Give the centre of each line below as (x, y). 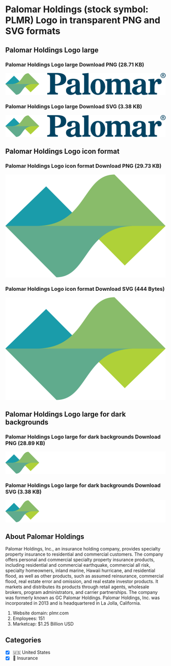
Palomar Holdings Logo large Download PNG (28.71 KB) (75, 64)
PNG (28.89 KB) (25, 443)
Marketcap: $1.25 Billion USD (43, 624)
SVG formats (33, 31)
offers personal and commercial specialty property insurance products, (80, 560)
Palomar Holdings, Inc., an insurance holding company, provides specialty (83, 549)
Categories (23, 640)
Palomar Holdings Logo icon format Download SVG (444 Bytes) (85, 289)
